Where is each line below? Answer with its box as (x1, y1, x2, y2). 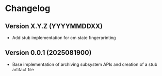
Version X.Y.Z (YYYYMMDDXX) (5, 22, 103, 30)
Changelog (5, 3, 50, 14)
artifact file (12, 66, 34, 72)
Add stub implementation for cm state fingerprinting (12, 35, 116, 40)
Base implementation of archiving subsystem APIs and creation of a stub (12, 61, 158, 67)
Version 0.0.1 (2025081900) (5, 49, 92, 57)
